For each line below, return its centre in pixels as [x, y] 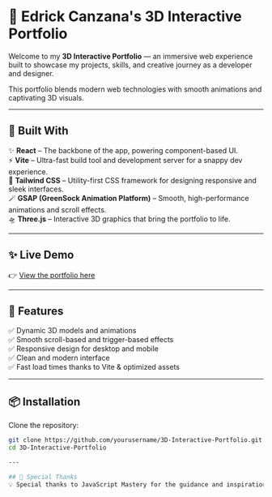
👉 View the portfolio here [52, 275]
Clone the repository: [44, 426]
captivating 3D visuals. [47, 97]
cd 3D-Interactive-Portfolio [57, 448]
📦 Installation [45, 402]
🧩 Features [36, 311]
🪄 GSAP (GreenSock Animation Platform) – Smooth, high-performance [129, 198]
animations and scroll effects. [57, 209]
